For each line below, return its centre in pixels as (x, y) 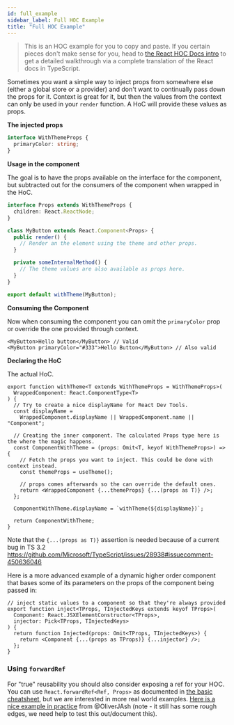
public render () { (40, 237)
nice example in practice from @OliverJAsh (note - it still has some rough (112, 706)
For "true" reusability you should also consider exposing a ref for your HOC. (116, 684)
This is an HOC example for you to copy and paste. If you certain (117, 47)
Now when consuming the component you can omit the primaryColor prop (114, 321)
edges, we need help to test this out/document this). (82, 713)
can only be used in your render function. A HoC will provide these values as (117, 104)
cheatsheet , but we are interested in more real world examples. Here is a (111, 699)
